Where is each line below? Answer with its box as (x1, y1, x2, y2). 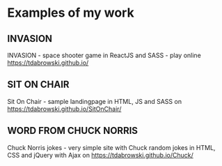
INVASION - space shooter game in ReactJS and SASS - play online (7, 51, 202, 59)
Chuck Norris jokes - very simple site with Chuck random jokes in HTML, (7, 143, 216, 151)
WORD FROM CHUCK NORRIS (7, 125, 138, 137)
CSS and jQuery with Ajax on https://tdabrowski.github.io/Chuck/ (7, 151, 193, 159)
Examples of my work (7, 5, 134, 21)
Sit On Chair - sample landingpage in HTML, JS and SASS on (7, 97, 182, 105)
